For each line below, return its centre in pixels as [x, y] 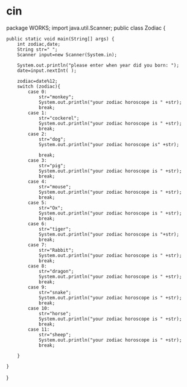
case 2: [37, 134]
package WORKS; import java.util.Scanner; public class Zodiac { [86, 28]
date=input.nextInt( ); [47, 71]
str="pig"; [52, 165]
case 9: [37, 287]
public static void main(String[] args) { [60, 39]
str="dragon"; [56, 271]
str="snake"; [55, 292]
